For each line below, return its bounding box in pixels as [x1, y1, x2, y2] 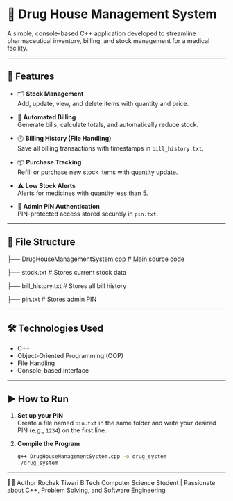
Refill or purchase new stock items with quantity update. [17, 168, 178, 176]
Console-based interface [17, 366, 89, 375]
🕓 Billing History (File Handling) [17, 134, 112, 142]
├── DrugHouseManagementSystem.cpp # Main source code [7, 255, 185, 263]
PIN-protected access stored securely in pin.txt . [17, 210, 158, 218]
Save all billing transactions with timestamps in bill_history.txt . [17, 144, 205, 152]
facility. [7, 44, 28, 52]
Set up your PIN [17, 411, 64, 420]
